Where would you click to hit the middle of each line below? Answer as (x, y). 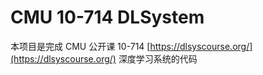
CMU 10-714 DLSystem (107, 17)
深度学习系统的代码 (158, 58)
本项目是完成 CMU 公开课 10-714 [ (80, 46)
